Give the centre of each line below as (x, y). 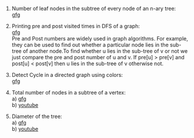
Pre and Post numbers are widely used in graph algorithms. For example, (100, 38)
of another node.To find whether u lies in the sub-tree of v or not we (105, 51)
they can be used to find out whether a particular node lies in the (90, 45)
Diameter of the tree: (37, 116)
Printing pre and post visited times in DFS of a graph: (76, 26)
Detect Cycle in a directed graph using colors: (67, 75)
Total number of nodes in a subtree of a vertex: (69, 92)
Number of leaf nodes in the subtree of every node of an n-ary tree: (94, 9)
